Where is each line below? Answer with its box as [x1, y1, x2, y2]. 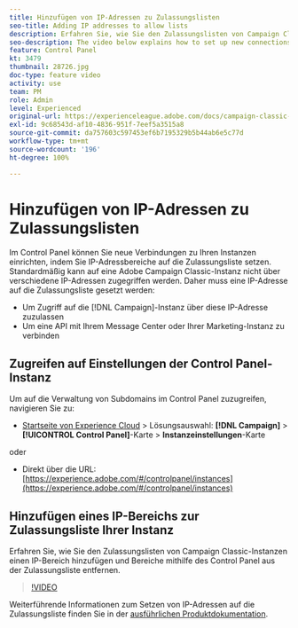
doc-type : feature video [9, 71, 101, 80]
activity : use [9, 79, 62, 88]
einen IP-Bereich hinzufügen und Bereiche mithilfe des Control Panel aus [9, 555, 276, 566]
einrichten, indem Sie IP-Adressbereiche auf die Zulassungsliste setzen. [9, 256, 272, 267]
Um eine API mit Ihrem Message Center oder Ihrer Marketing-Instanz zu [21, 321, 286, 332]
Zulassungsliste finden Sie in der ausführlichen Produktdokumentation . [9, 608, 269, 619]
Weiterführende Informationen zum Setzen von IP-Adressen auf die [9, 600, 255, 610]
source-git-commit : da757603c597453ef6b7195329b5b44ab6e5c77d [9, 129, 244, 137]
